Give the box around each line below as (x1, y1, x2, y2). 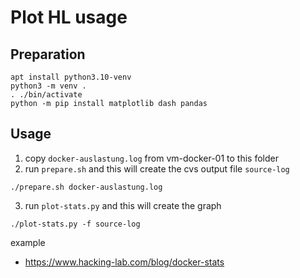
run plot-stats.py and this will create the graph (24, 199, 222, 211)
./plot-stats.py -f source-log (10, 219, 141, 229)
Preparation (10, 46, 86, 63)
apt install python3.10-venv (10, 72, 132, 82)
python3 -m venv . (10, 81, 87, 91)
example (10, 236, 46, 248)
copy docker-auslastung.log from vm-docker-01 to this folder (24, 152, 279, 164)
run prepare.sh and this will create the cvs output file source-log (24, 162, 290, 175)
